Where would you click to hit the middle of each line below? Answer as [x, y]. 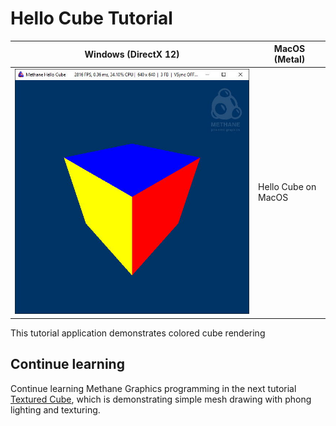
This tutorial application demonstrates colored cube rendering [138, 333]
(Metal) [289, 59]
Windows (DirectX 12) [132, 54]
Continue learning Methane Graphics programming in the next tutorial [153, 388]
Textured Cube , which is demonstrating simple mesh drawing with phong [161, 399]
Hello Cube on [287, 187]
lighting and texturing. [55, 409]
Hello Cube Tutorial [91, 18]
